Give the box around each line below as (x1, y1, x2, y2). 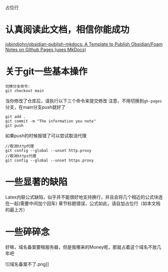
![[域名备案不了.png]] (5, 261, 49, 267)
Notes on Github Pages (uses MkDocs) (5, 46, 87, 52)
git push (5, 123, 24, 128)
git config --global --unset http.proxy (5, 148, 92, 153)
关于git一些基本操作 (5, 66, 88, 77)
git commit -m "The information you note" (5, 119, 96, 124)
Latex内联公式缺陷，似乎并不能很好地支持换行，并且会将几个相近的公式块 (5, 194, 158, 200)
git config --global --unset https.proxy (5, 158, 94, 163)
